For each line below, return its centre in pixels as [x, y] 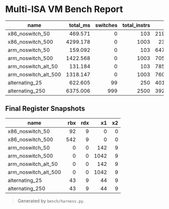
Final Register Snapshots [45, 109]
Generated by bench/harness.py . [51, 201]
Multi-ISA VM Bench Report [64, 9]
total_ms [80, 25]
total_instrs [136, 25]
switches [106, 25]
